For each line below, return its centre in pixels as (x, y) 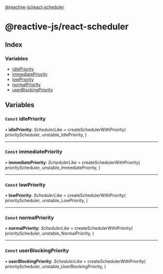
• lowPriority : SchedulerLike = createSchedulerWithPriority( (65, 195)
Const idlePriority (25, 119)
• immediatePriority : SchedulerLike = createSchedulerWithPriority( (73, 162)
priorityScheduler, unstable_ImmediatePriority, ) (53, 167)
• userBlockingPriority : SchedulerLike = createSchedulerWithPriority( (75, 261)
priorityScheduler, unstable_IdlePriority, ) (46, 135)
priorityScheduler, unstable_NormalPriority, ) (49, 234)
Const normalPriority (30, 218)
